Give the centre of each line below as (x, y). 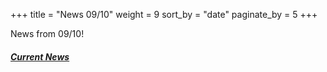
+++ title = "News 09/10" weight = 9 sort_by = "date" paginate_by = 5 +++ (164, 14)
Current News (40, 56)
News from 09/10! (47, 33)
